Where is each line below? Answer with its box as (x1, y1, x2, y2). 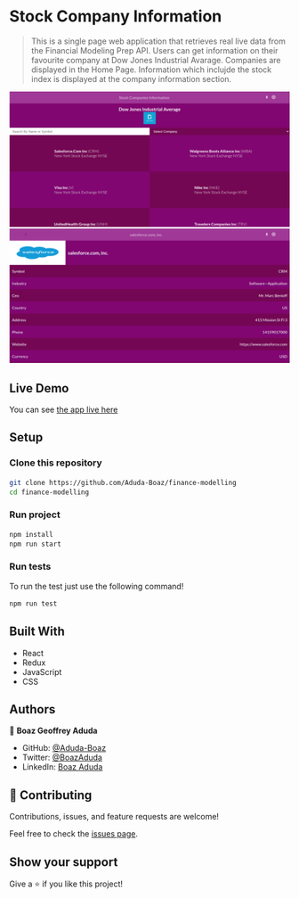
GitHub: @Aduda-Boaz (21, 743, 107, 754)
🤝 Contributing (9, 787, 93, 803)
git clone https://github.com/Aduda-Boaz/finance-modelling (9, 478, 238, 487)
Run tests (9, 560, 52, 573)
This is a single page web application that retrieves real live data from (30, 36, 287, 46)
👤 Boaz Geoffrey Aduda (9, 725, 98, 737)
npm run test (9, 599, 58, 608)
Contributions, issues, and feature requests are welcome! (9, 811, 220, 822)
